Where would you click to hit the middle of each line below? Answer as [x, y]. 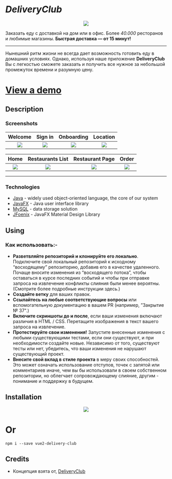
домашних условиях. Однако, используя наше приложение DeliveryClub [85, 59]
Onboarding [73, 136]
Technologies [23, 187]
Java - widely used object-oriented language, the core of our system [85, 198]
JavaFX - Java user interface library [51, 203]
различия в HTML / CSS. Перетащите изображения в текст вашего [85, 321]
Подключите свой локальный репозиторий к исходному [74, 261]
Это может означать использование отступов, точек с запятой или [86, 364]
